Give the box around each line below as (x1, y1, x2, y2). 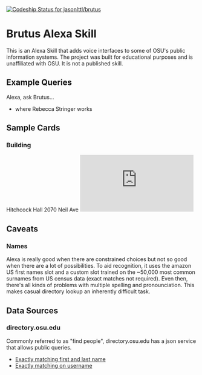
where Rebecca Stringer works (15, 105, 93, 112)
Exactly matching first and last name (15, 355, 106, 363)
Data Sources (6, 305, 59, 316)
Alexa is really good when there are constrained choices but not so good (6, 256, 187, 263)
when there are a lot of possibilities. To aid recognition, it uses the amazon (6, 262, 192, 270)
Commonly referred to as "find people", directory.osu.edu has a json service (6, 337, 197, 345)
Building (6, 141, 31, 150)
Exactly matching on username (15, 362, 93, 369)
